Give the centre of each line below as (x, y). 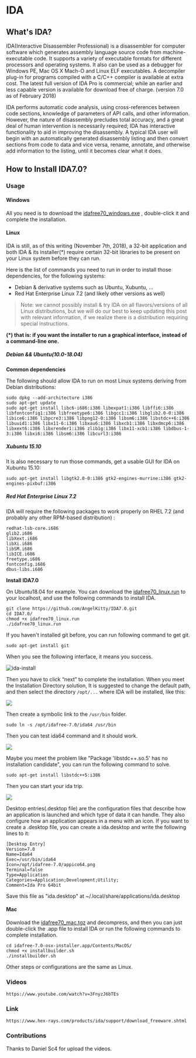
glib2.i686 (19, 533)
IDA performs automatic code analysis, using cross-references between (93, 107)
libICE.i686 (20, 554)
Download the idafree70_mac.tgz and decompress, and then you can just (94, 922)
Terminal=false (25, 870)
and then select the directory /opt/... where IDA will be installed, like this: (96, 692)
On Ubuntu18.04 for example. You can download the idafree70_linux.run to (96, 591)
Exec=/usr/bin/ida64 (31, 859)
